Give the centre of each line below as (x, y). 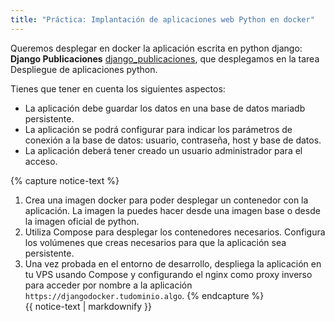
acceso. (41, 161)
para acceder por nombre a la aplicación (108, 285)
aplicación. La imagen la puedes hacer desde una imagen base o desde (172, 210)
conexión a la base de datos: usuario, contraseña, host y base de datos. (173, 140)
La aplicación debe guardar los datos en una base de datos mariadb (165, 108)
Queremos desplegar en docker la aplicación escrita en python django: (156, 48)
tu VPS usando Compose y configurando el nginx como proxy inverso (168, 274)
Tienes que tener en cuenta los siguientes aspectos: (118, 88)
